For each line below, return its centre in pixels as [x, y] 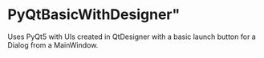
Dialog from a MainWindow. [53, 44]
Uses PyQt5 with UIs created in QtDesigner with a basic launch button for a [132, 37]
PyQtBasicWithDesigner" [94, 15]
